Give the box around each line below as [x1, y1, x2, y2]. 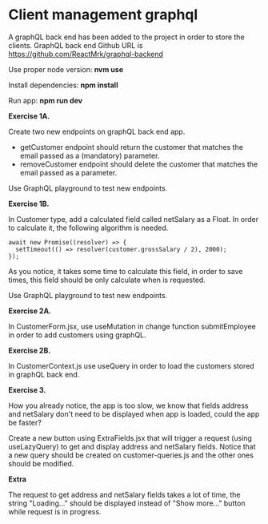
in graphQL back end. [8, 369, 80, 379]
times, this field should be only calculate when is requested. [8, 275, 206, 284]
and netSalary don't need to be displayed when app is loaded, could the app [8, 409, 260, 418]
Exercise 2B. [8, 345, 51, 355]
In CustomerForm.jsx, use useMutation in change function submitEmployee [8, 321, 256, 331]
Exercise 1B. [8, 199, 50, 208]
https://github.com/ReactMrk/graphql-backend [8, 49, 164, 58]
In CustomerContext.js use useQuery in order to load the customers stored [8, 361, 254, 370]
